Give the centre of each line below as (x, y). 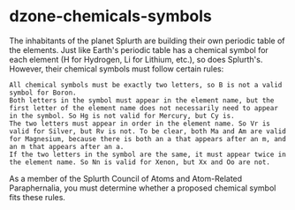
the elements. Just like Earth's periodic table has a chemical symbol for (139, 49)
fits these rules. (38, 197)
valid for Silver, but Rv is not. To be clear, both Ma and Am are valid (148, 131)
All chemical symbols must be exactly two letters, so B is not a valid (146, 85)
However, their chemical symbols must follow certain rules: (117, 69)
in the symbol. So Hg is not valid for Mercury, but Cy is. (122, 116)
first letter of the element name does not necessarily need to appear (144, 108)
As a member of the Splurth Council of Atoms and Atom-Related (126, 178)
